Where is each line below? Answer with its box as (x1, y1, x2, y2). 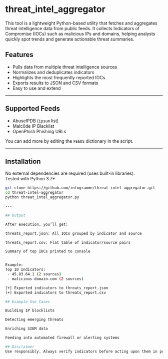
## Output (5, 213, 26, 218)
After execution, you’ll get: (5, 222, 68, 227)
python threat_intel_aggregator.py (5, 195, 79, 200)
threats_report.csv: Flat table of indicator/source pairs (5, 240, 131, 245)
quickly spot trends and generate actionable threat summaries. (5, 36, 134, 42)
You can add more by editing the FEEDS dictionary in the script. (5, 138, 133, 144)
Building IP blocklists (5, 308, 55, 313)
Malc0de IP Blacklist (12, 123, 54, 129)
